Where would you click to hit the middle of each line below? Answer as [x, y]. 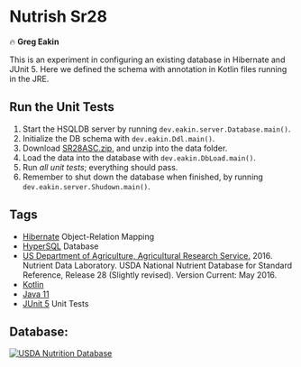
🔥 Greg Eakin [34, 41]
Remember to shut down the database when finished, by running [143, 177]
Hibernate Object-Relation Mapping [88, 236]
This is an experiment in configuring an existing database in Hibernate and [147, 60]
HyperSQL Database [60, 246]
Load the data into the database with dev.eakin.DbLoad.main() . [139, 157]
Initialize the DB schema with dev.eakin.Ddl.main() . [119, 138]
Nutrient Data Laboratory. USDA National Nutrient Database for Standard [157, 265]
